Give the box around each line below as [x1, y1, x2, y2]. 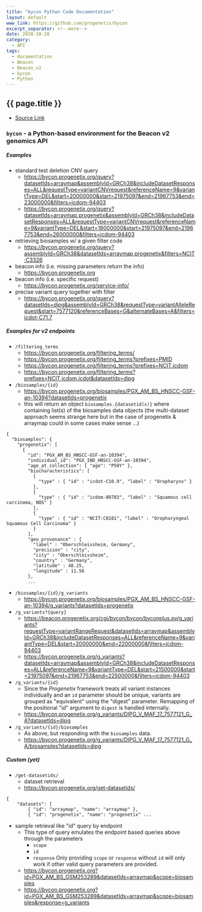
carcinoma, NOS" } [6, 499, 52, 505]
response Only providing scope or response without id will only [32, 854, 185, 861]
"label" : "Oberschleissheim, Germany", [32, 541, 136, 547]
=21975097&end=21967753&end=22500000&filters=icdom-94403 [23, 672, 190, 679]
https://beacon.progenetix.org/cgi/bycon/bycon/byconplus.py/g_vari [23, 614, 194, 621]
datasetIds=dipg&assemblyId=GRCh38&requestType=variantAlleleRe [23, 301, 195, 308]
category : [6, 37, 31, 43]
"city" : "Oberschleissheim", [32, 552, 109, 558]
